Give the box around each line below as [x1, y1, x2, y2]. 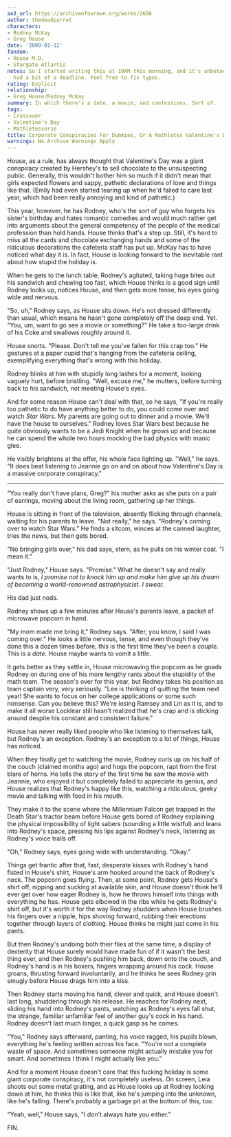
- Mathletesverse [7, 125, 57, 132]
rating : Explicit [7, 80, 57, 87]
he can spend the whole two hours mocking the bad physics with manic [7, 434, 211, 442]
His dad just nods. [7, 594, 58, 602]
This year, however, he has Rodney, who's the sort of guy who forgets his [7, 207, 215, 215]
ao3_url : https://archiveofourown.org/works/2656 [7, 10, 153, 17]
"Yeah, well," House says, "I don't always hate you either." [7, 1110, 171, 1118]
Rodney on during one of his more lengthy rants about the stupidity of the [7, 670, 215, 678]
